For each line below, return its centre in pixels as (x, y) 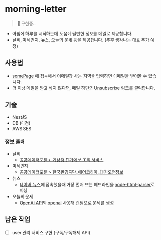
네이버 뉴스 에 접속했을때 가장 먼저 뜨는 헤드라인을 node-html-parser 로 (87, 184)
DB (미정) (21, 123)
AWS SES (22, 128)
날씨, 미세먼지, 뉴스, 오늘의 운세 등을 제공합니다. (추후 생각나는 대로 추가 (80, 40)
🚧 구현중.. (26, 23)
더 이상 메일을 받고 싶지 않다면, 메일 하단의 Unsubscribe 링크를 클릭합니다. (83, 88)
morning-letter (36, 9)
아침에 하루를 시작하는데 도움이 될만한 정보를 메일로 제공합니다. (72, 33)
